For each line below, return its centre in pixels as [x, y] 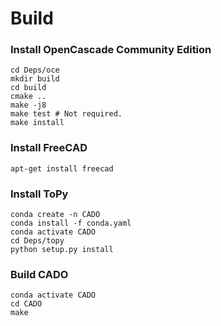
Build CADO [39, 274]
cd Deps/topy [37, 241]
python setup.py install [62, 250]
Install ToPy [39, 194]
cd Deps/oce [35, 70]
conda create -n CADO [55, 215]
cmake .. [28, 97]
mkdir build [35, 79]
